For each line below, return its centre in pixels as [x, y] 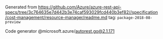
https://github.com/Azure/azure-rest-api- [80, 7]
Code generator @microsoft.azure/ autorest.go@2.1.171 [60, 31]
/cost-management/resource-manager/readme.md [56, 17]
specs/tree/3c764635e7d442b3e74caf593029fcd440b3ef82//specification [81, 12]
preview [13, 22]
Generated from [21, 7]
